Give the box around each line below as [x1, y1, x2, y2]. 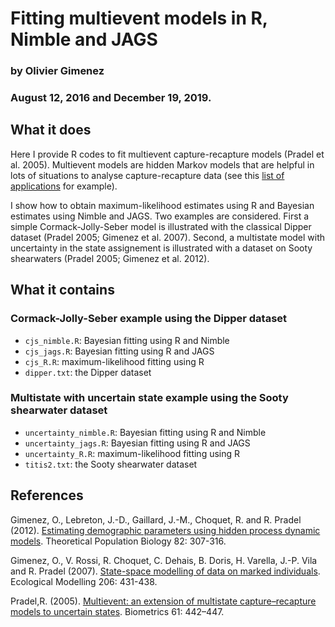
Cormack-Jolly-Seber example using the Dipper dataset [10, 312, 288, 326]
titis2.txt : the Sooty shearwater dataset [24, 458, 198, 470]
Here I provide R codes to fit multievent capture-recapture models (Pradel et [10, 148, 325, 160]
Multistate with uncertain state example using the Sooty [10, 391, 289, 405]
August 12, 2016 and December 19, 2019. [10, 91, 212, 105]
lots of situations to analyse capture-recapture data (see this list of [10, 169, 285, 181]
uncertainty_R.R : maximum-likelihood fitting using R [24, 447, 241, 459]
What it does [10, 122, 92, 139]
